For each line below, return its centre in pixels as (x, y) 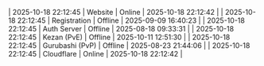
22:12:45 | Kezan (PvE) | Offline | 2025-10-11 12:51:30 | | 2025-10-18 (119, 37)
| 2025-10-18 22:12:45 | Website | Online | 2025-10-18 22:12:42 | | (116, 12)
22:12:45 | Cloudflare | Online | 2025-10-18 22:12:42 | (95, 54)
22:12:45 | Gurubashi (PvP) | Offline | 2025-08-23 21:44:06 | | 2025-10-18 (129, 46)
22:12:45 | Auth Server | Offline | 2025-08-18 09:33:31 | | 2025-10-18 (121, 29)
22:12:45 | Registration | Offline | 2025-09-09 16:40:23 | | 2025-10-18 (131, 20)
